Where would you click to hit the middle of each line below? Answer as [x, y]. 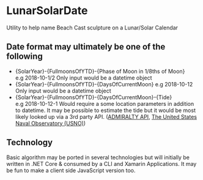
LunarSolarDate [47, 11]
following [24, 57]
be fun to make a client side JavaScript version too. [71, 170]
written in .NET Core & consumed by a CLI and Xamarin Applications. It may [102, 163]
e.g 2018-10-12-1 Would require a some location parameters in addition [105, 103]
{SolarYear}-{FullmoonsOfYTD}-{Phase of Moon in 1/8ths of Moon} [100, 71]
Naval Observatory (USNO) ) [50, 123]
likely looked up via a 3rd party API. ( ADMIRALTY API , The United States [106, 116]
